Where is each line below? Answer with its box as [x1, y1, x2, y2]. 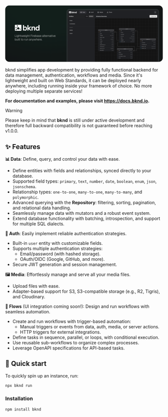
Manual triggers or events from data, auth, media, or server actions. [19, 323, 159, 329]
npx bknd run [5, 383, 32, 388]
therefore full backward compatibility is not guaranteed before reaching [5, 123, 152, 129]
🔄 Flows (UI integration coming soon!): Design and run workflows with [5, 303, 149, 309]
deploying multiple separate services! [5, 88, 82, 94]
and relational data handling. [12, 205, 71, 211]
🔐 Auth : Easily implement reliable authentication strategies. [5, 230, 126, 236]
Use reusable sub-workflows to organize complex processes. [12, 339, 139, 345]
